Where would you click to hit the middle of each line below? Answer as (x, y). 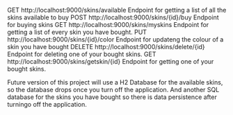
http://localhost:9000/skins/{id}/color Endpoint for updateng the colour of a (115, 39)
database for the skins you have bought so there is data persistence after (112, 97)
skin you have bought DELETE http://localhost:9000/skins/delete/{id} (106, 47)
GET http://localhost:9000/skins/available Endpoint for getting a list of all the (117, 10)
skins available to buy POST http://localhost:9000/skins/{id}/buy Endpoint (113, 17)
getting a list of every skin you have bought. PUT (77, 32)
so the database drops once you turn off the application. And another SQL (113, 90)
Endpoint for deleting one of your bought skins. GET (82, 54)
